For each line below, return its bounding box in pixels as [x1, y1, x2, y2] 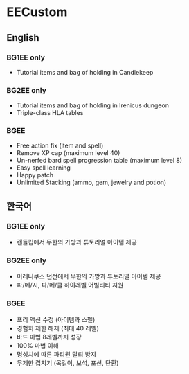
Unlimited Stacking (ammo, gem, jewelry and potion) [16, 178, 167, 187]
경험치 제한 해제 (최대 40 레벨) [16, 323, 100, 332]
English [6, 32, 39, 44]
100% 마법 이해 [16, 341, 60, 350]
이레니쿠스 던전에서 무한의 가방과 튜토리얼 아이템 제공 [16, 272, 161, 280]
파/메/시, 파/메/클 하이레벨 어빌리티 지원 [16, 281, 124, 290]
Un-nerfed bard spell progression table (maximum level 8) [16, 157, 183, 165]
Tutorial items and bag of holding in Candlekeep [16, 68, 154, 76]
